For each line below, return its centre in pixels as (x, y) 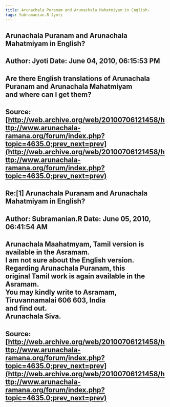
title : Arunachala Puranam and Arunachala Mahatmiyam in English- (78, 10)
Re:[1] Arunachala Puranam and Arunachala (77, 194)
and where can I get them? (48, 95)
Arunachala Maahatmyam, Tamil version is (75, 244)
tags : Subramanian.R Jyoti (34, 15)
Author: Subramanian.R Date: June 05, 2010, (78, 219)
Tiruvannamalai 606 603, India (56, 300)
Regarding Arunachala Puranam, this (65, 268)
